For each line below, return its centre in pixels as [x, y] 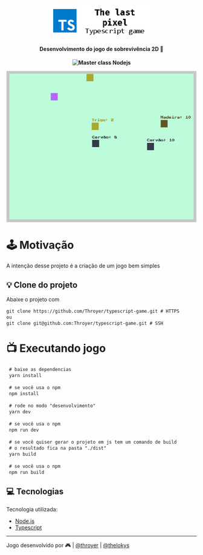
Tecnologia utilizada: [32, 509]
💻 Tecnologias [35, 492]
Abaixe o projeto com [33, 300]
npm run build [27, 473]
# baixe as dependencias [40, 370]
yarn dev [20, 412]
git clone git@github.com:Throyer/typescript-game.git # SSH [85, 323]
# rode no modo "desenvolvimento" [52, 406]
